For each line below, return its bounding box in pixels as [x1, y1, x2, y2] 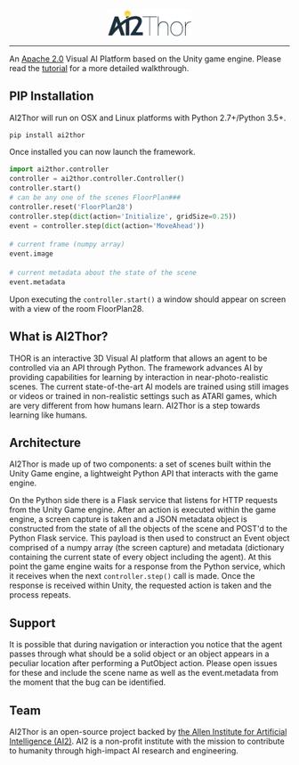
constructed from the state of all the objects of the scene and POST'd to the [9, 524, 287, 534]
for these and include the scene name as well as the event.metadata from [9, 668, 279, 679]
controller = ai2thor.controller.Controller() [9, 175, 185, 183]
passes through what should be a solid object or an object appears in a [9, 648, 270, 659]
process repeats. [9, 590, 71, 600]
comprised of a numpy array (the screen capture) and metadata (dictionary [9, 542, 285, 553]
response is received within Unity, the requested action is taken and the [9, 580, 272, 591]
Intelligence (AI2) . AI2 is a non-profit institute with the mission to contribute [9, 736, 285, 747]
